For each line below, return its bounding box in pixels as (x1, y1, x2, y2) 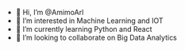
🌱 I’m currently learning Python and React (15, 25, 152, 33)
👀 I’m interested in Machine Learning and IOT (15, 16, 164, 25)
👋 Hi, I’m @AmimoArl (15, 8, 84, 17)
